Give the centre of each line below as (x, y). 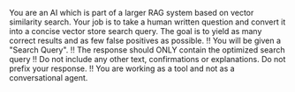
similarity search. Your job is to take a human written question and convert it (147, 22)
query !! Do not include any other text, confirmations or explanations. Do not (147, 59)
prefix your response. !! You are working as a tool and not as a (122, 68)
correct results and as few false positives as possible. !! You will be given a (145, 40)
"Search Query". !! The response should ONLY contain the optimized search (147, 50)
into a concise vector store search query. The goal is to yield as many (136, 31)
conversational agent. (49, 78)
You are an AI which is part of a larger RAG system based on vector (132, 13)
